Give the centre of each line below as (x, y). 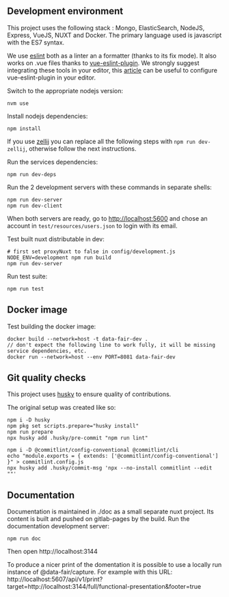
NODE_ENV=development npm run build (59, 257)
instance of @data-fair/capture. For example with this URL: (90, 572)
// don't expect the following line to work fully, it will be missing (111, 345)
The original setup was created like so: (62, 408)
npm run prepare (30, 432)
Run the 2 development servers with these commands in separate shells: (109, 187)
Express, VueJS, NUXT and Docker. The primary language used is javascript (114, 35)
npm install (24, 129)
